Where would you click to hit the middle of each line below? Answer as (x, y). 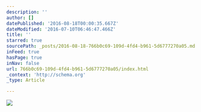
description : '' (27, 12)
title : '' (19, 35)
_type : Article (26, 80)
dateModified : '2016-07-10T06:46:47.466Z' (61, 29)
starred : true (24, 40)
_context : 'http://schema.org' (46, 75)
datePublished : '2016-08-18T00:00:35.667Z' (63, 23)
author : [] (20, 18)
